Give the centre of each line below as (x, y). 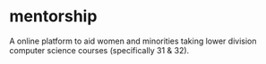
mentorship (53, 16)
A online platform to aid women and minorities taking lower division (133, 41)
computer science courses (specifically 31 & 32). (99, 50)
